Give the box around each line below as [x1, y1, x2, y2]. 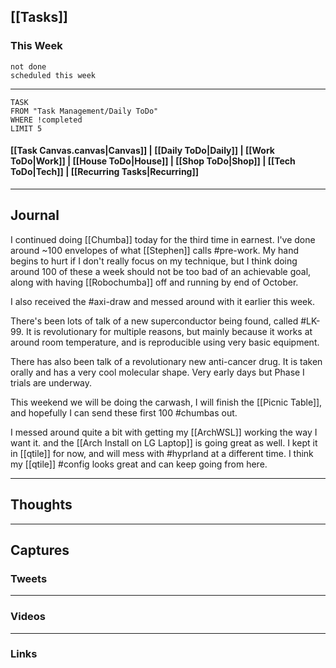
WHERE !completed [10, 115, 83, 125]
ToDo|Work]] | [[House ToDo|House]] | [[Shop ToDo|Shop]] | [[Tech [10, 155, 296, 167]
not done [10, 61, 47, 72]
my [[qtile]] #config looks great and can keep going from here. [10, 458, 268, 470]
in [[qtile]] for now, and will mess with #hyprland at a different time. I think [10, 447, 314, 459]
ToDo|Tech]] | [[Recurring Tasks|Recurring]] [10, 166, 200, 178]
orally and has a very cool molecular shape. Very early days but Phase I [10, 366, 305, 378]
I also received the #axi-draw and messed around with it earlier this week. [10, 295, 315, 307]
